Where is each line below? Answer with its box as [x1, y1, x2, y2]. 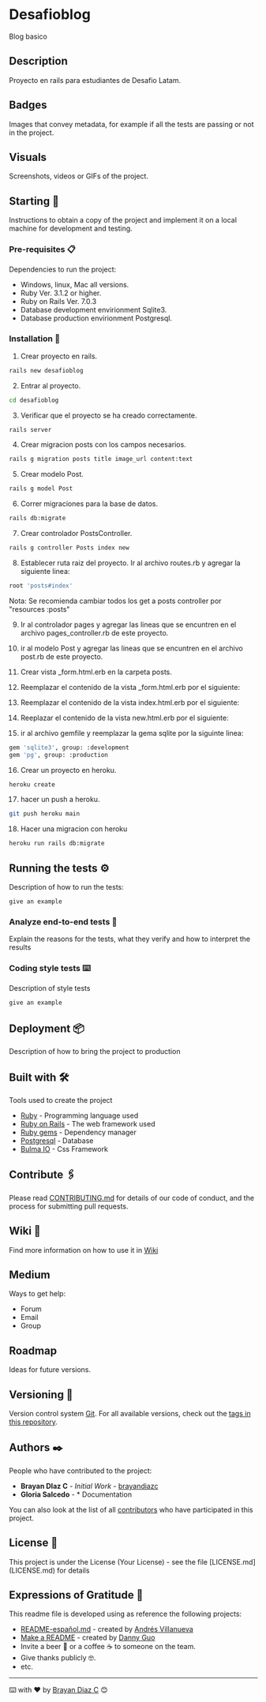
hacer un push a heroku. [20, 795, 100, 804]
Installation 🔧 [9, 333, 61, 344]
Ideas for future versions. [9, 1365, 92, 1374]
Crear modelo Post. [20, 470, 84, 479]
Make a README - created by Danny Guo [20, 1633, 155, 1643]
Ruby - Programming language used [20, 1111, 139, 1120]
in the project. [9, 128, 54, 137]
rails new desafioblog [9, 366, 84, 374]
